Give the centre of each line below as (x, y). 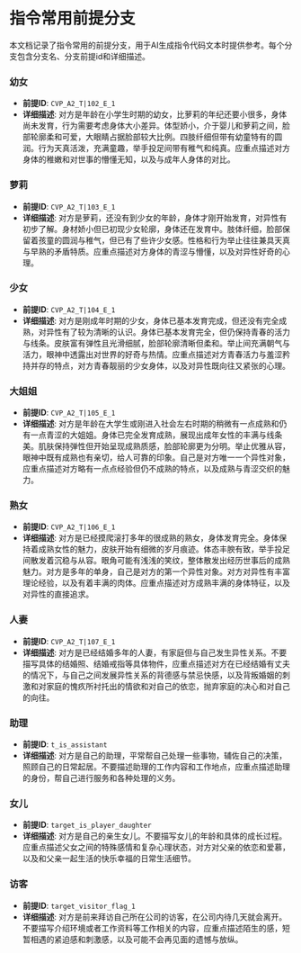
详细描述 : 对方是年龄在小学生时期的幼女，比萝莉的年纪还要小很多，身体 (155, 114)
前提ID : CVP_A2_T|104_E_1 (69, 309)
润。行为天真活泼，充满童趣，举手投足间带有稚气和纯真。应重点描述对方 (156, 148)
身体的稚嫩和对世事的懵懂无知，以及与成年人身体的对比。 (128, 159)
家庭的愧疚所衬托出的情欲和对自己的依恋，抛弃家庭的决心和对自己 (168, 686)
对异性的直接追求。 (58, 594)
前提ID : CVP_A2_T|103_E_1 (69, 206)
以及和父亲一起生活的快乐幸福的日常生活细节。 (109, 859)
